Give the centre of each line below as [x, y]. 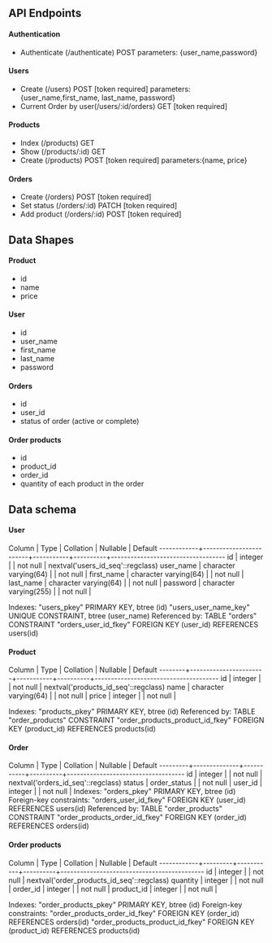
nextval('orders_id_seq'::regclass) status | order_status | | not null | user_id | [135, 783]
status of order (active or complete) [80, 421]
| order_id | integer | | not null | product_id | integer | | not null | [113, 888]
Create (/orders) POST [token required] [86, 197]
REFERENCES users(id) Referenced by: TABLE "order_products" [116, 809]
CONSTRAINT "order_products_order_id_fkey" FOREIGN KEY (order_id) [128, 818]
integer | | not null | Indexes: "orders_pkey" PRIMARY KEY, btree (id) [122, 792]
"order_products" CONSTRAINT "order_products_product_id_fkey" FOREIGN [136, 720]
